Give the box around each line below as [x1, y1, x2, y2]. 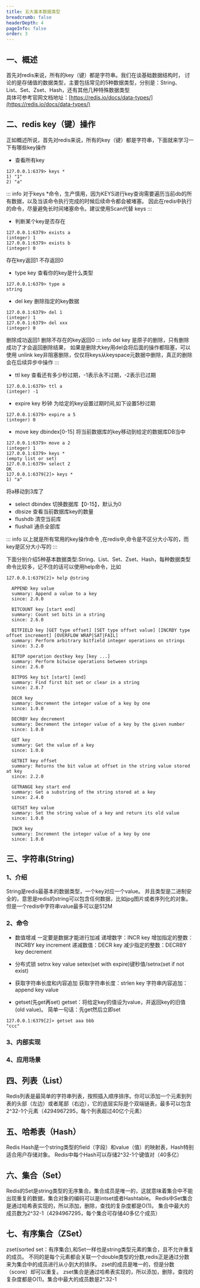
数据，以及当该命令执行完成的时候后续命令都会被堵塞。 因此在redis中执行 [11, 198, 192, 205]
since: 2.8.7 [11, 685, 44, 691]
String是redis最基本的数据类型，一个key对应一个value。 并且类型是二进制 [6, 888, 187, 895]
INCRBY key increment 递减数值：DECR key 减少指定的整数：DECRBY [14, 941, 187, 948]
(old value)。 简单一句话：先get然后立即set [14, 1006, 121, 1013]
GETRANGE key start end [11, 784, 70, 790]
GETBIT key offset [11, 757, 58, 764]
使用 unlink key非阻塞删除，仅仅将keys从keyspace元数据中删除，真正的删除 [6, 351, 193, 358]
